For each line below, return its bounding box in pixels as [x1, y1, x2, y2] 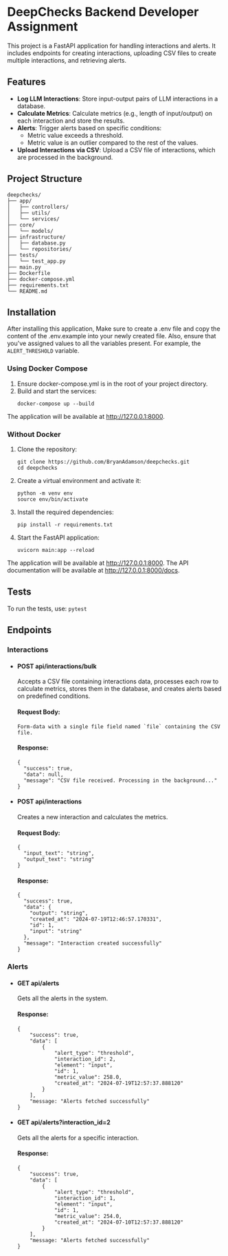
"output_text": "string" [23, 856, 95, 863]
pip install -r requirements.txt [16, 521, 113, 528]
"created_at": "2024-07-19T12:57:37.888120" [54, 1080, 184, 1087]
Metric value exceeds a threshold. [27, 131, 124, 139]
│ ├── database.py [7, 239, 67, 247]
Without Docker [7, 429, 61, 439]
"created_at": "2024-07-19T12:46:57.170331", [30, 916, 163, 923]
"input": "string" [30, 928, 82, 935]
